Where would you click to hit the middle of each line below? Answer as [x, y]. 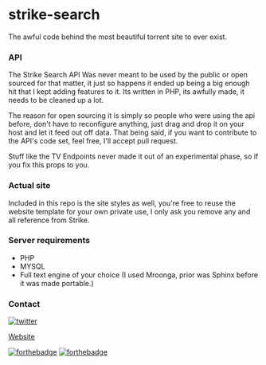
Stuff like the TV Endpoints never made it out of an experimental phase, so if [133, 156]
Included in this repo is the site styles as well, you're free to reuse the [122, 203]
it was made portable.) [57, 283]
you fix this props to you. [49, 165]
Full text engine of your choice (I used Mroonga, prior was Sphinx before [139, 275]
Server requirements [49, 241]
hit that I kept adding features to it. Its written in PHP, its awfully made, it [127, 92]
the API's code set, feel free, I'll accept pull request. [93, 141]
